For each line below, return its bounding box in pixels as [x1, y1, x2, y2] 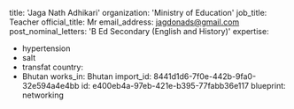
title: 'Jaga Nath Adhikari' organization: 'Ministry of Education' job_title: [9, 8, 267, 18]
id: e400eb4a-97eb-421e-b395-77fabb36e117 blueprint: [81, 81, 286, 91]
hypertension [21, 43, 71, 54]
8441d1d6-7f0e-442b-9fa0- [153, 71, 257, 82]
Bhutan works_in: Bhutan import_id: [21, 71, 152, 82]
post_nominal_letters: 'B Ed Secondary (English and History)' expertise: [9, 26, 269, 36]
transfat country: [21, 62, 84, 72]
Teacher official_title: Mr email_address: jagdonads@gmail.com [9, 17, 240, 27]
